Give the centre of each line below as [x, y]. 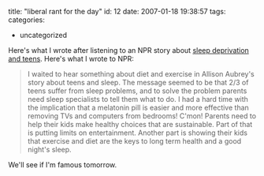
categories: [26, 20]
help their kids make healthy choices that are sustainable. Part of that [140, 124]
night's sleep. [50, 150]
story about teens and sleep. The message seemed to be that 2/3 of [138, 82]
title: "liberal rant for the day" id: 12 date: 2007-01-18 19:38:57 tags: [117, 11]
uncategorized [43, 35]
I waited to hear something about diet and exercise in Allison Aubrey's [141, 74]
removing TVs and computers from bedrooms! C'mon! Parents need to [142, 116]
